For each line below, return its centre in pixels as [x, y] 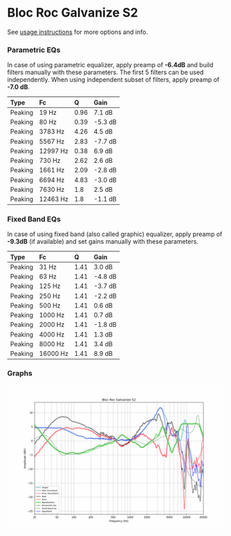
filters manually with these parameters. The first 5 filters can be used [105, 72]
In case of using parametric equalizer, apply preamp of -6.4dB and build [110, 65]
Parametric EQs [34, 50]
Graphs [20, 373]
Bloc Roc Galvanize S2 [73, 13]
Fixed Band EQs [34, 219]
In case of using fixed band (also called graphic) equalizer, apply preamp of [115, 234]
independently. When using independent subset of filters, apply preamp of [113, 80]
